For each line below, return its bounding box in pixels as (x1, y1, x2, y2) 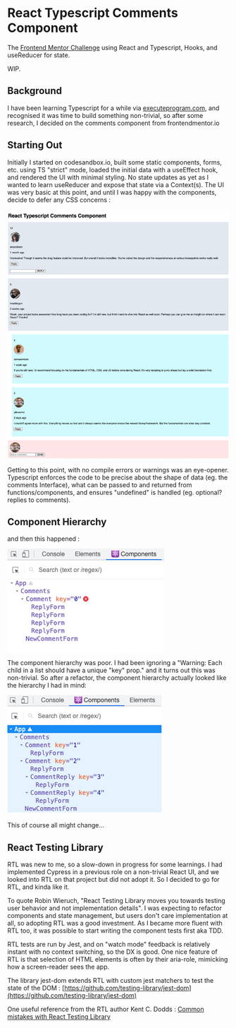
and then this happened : (7, 534, 80, 543)
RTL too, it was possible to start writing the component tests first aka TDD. (7, 926, 223, 935)
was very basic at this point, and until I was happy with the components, (7, 188, 217, 196)
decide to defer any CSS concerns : (7, 196, 111, 204)
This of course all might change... (7, 821, 104, 830)
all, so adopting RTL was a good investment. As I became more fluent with (7, 919, 223, 928)
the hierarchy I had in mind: (7, 681, 87, 690)
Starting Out (7, 139, 63, 151)
